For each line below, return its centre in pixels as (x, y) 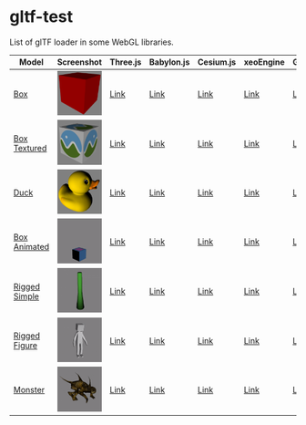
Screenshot (80, 62)
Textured (30, 149)
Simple (26, 296)
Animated (31, 246)
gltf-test (41, 17)
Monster (29, 390)
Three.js (126, 62)
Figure (25, 346)
